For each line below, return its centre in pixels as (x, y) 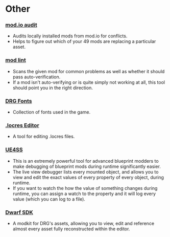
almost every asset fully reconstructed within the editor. (71, 229)
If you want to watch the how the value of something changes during (85, 188)
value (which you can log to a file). (49, 199)
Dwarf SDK (19, 212)
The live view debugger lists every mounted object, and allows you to (86, 171)
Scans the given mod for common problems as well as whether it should (89, 71)
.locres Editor (22, 125)
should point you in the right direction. (53, 88)
